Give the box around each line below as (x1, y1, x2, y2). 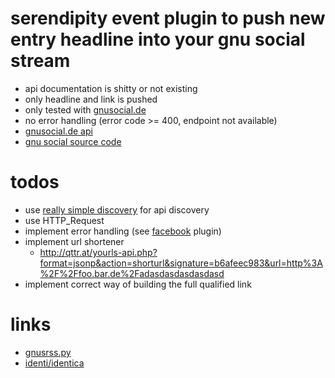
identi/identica (24, 357, 85, 369)
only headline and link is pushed (24, 93, 158, 105)
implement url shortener (24, 235, 125, 247)
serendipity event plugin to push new (10, 7, 326, 30)
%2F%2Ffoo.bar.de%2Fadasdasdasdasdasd (39, 267, 225, 279)
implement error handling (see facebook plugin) (24, 225, 222, 237)
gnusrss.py (24, 346, 72, 358)
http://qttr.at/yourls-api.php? (39, 246, 158, 258)
